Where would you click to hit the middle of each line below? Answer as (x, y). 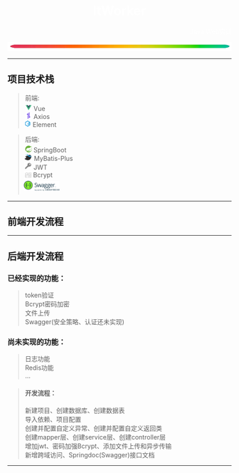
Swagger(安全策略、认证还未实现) (74, 322)
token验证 (39, 295)
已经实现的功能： (37, 278)
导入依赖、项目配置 (53, 419)
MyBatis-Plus (53, 158)
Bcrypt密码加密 (47, 304)
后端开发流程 (36, 256)
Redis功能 (39, 368)
